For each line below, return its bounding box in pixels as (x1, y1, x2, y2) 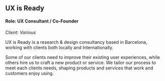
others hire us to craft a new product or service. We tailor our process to (5, 59, 156, 65)
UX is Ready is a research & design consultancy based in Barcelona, (5, 39, 148, 45)
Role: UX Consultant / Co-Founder (5, 18, 79, 24)
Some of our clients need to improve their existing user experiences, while (5, 54, 160, 60)
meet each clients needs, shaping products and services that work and (5, 65, 153, 71)
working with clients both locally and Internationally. (5, 44, 114, 50)
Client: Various (5, 29, 36, 35)
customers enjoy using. (5, 70, 54, 76)
